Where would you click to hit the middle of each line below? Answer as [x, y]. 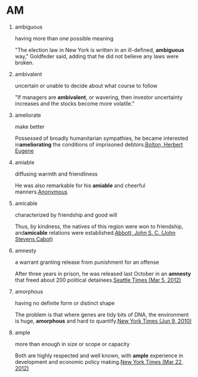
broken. [24, 63]
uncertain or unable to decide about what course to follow [86, 85]
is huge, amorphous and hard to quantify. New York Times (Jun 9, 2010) [103, 321]
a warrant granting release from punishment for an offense [87, 262]
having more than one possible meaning [64, 38]
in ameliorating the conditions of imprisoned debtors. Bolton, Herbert [99, 144]
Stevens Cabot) [34, 239]
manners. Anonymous [41, 192]
